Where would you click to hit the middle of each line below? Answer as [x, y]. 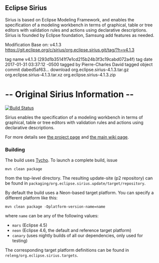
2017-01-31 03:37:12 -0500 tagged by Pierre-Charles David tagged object [79, 64]
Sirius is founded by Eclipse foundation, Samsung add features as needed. [80, 35]
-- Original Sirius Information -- [70, 94]
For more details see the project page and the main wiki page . [67, 137]
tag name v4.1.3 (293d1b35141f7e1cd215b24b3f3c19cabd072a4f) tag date [79, 59]
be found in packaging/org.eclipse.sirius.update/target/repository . [75, 183]
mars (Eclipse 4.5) [30, 225]
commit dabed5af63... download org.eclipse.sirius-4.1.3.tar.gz [67, 70]
